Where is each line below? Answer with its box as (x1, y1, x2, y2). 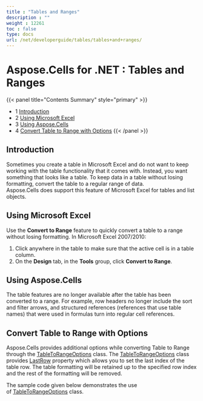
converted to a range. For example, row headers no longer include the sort (6, 297, 193, 305)
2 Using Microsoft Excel (15, 114, 75, 121)
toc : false (6, 25, 36, 32)
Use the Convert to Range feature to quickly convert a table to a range (6, 227, 183, 234)
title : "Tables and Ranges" (6, 8, 80, 15)
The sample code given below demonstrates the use (6, 382, 138, 389)
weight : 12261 (6, 20, 45, 26)
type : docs (6, 31, 34, 38)
